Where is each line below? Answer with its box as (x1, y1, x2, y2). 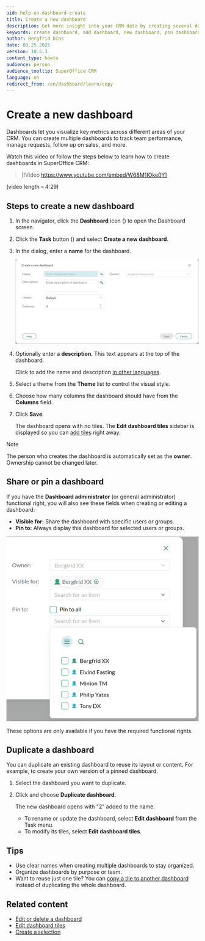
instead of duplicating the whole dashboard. (15, 881, 126, 889)
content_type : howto (6, 55, 59, 61)
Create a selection (15, 928, 61, 935)
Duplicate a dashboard (6, 745, 95, 755)
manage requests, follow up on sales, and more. (6, 141, 127, 149)
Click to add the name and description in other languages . (15, 368, 161, 375)
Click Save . (15, 410, 45, 418)
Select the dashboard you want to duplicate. (15, 780, 127, 787)
